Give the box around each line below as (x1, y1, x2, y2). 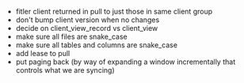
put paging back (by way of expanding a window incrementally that (15, 57, 236, 66)
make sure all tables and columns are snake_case (15, 40, 178, 50)
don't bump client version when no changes (15, 15, 160, 25)
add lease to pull (15, 49, 71, 58)
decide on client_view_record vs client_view (15, 24, 158, 32)
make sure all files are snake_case (15, 32, 128, 41)
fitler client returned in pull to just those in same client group (15, 7, 213, 16)
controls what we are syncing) (15, 66, 115, 74)
